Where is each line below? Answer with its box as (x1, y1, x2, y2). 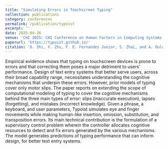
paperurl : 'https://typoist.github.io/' (5, 40, 91, 45)
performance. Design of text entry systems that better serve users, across (5, 68, 158, 75)
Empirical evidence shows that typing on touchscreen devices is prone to (5, 58, 156, 64)
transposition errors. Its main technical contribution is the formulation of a (5, 116, 157, 122)
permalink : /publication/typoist (5, 21, 75, 26)
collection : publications (5, 12, 59, 17)
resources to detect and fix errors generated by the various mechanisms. (5, 127, 156, 133)
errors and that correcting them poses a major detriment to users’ (5, 63, 140, 69)
